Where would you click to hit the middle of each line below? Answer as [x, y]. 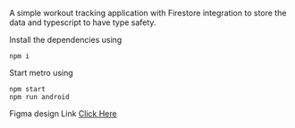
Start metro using [41, 73]
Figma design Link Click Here [63, 114]
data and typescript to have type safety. [83, 22]
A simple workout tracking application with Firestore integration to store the [148, 13]
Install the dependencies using [66, 40]
